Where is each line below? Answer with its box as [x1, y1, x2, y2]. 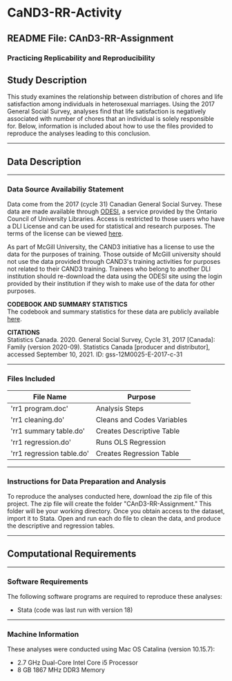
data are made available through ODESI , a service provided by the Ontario [7, 207, 217, 215]
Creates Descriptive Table [95, 426, 180, 436]
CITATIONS [7, 328, 40, 336]
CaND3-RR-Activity [7, 5, 122, 21]
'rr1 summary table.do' [10, 426, 85, 436]
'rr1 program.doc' [10, 403, 69, 413]
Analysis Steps [95, 403, 144, 413]
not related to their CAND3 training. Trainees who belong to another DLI [7, 265, 211, 274]
